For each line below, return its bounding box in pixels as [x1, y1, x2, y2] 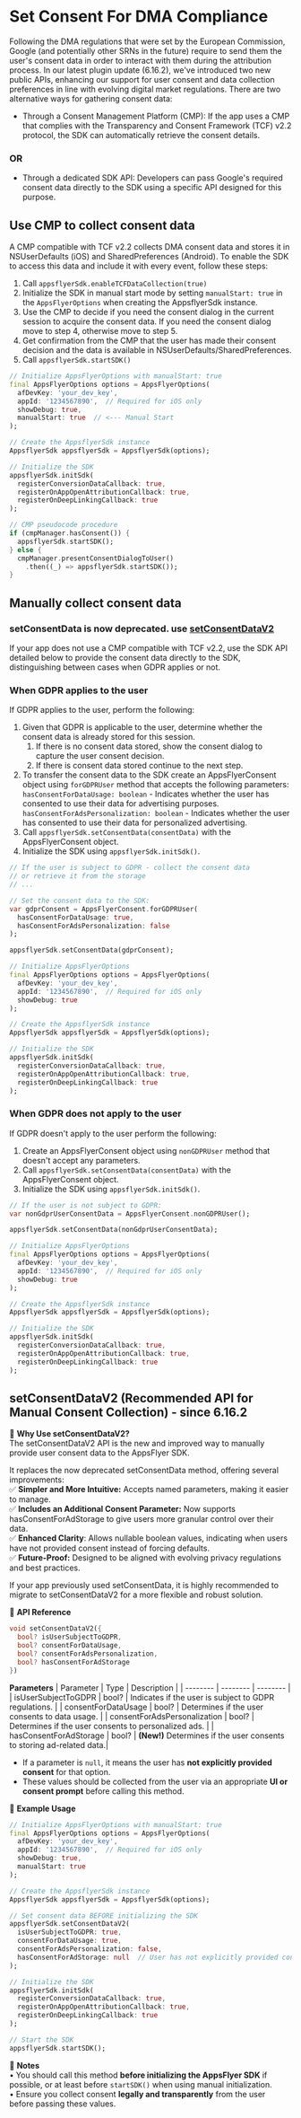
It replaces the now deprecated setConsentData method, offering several [9, 1465, 279, 1476]
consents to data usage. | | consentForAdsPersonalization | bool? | [9, 1710, 255, 1721]
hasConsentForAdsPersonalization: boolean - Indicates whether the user [21, 808, 290, 819]
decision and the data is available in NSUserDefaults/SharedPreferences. [21, 345, 292, 356]
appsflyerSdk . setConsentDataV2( [9, 1920, 130, 1929]
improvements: [9, 1474, 64, 1485]
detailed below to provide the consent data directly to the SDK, [9, 652, 241, 663]
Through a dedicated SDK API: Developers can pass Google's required [21, 172, 284, 183]
